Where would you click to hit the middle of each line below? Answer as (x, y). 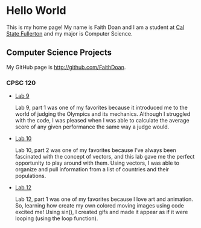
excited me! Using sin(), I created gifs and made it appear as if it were (101, 212)
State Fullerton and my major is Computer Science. (69, 33)
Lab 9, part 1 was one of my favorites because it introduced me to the (101, 108)
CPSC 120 (21, 83)
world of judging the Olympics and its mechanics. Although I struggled (103, 114)
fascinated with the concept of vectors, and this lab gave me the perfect (105, 157)
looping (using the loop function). (56, 218)
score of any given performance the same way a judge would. (92, 127)
